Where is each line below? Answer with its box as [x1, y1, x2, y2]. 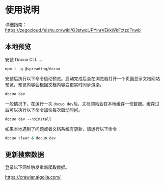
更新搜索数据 [5, 151, 44, 159]
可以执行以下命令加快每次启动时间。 [9, 106, 82, 113]
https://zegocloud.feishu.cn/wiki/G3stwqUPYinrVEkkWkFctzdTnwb [5, 27, 141, 33]
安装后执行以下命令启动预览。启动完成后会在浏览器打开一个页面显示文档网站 [5, 76, 160, 81]
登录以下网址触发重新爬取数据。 [5, 164, 70, 170]
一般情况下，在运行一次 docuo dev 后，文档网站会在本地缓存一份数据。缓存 [5, 101, 156, 106]
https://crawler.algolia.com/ [5, 174, 61, 180]
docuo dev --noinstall [5, 116, 52, 122]
